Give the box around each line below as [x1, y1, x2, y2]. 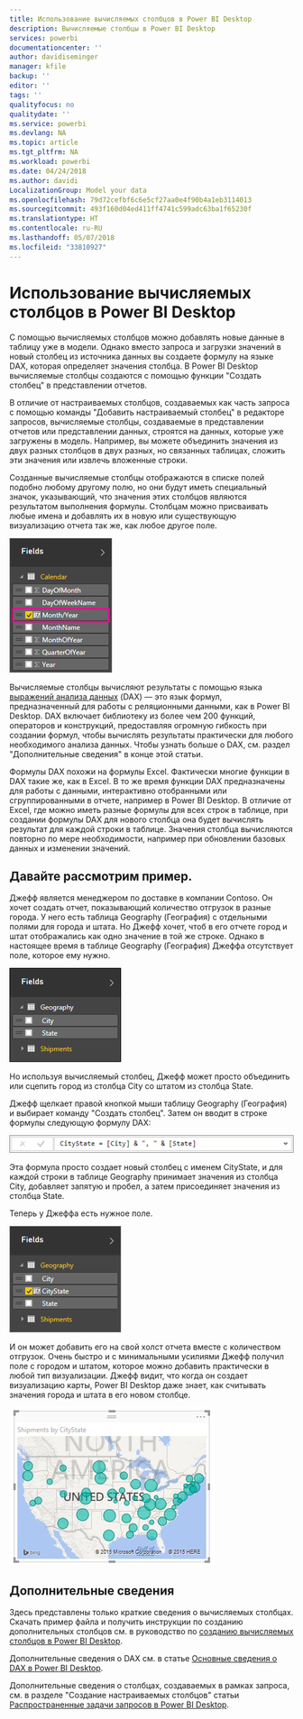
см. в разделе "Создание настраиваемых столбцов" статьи [9, 1690, 240, 1701]
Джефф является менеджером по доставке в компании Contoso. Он [9, 892, 273, 903]
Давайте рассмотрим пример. [9, 868, 192, 883]
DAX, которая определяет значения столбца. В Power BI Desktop [9, 361, 259, 371]
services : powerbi [9, 33, 78, 42]
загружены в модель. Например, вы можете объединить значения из [9, 435, 279, 446]
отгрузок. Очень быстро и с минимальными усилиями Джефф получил [9, 1351, 284, 1362]
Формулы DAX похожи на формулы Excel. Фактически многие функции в [9, 766, 290, 777]
